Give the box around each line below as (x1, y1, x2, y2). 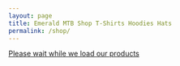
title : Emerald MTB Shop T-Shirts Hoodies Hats (8, 19, 173, 27)
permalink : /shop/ (8, 27, 71, 35)
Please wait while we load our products (8, 49, 139, 59)
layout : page (8, 11, 53, 20)
